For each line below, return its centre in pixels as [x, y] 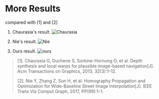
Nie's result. [24, 41]
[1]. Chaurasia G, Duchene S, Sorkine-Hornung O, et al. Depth [80, 60]
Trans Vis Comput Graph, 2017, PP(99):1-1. [60, 91]
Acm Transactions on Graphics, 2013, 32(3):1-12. [67, 71]
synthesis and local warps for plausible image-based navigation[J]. [86, 66]
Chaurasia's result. [31, 32]
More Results [33, 9]
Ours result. [24, 51]
